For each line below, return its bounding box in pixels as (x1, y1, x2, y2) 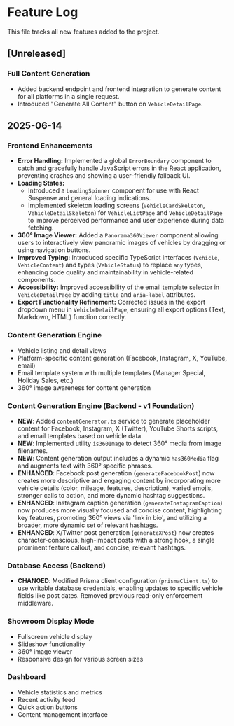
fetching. (27, 223, 54, 232)
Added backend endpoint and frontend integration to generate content (17, 85, 221, 93)
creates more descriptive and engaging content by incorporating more (17, 476, 221, 484)
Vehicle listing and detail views (17, 346, 106, 354)
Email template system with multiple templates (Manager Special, (17, 368, 206, 377)
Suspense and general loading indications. (27, 194, 151, 202)
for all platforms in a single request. (17, 92, 120, 100)
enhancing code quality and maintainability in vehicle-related (17, 268, 194, 277)
